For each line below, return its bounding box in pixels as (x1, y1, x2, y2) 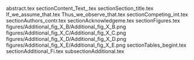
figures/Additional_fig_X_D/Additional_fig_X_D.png (6, 36, 127, 42)
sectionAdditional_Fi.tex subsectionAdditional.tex (6, 48, 124, 54)
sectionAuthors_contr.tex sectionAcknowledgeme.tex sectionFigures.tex (6, 17, 180, 24)
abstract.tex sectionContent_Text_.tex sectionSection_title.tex (6, 5, 154, 12)
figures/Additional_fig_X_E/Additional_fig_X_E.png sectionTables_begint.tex (6, 42, 187, 48)
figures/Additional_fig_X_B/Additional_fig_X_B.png (6, 23, 127, 30)
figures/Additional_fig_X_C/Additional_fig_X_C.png (6, 29, 127, 36)
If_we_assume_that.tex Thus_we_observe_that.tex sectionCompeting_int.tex (6, 11, 188, 18)
